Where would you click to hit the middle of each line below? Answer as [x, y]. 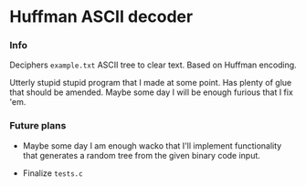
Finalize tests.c [53, 173]
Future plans [38, 126]
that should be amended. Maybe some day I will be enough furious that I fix [152, 92]
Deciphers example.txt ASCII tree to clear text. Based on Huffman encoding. [153, 65]
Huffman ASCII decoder [101, 17]
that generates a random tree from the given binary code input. [141, 155]
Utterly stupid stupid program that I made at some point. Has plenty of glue [151, 83]
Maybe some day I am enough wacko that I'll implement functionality [152, 145]
